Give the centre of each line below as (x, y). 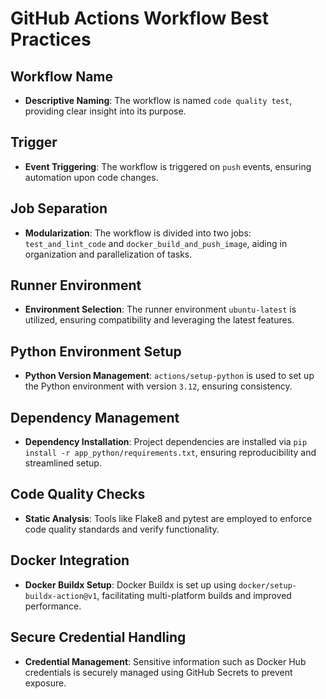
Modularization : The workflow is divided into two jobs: (138, 233)
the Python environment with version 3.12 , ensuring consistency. (158, 386)
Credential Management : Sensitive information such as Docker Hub (165, 661)
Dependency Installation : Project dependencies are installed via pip (166, 442)
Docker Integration (70, 560)
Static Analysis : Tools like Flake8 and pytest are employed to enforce (168, 518)
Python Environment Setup (96, 351)
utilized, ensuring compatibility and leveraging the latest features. (159, 320)
